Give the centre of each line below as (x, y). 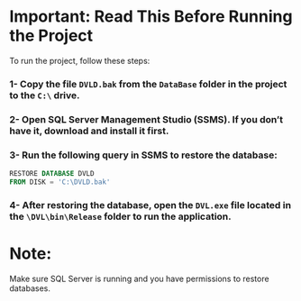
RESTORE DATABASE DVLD (52, 174)
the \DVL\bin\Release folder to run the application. (120, 216)
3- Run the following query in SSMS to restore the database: (143, 155)
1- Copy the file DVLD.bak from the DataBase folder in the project (148, 84)
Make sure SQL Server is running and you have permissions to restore (139, 278)
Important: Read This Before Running (151, 17)
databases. (30, 288)
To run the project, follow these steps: (80, 60)
